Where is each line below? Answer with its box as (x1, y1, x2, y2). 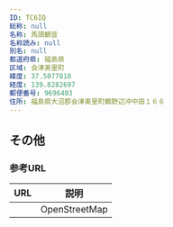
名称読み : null (9, 38, 61, 48)
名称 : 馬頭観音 (9, 30, 59, 39)
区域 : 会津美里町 (9, 64, 65, 73)
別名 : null (9, 47, 48, 56)
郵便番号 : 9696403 (9, 88, 74, 97)
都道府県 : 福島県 (9, 55, 65, 64)
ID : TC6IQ (9, 13, 47, 23)
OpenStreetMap (40, 204, 108, 216)
